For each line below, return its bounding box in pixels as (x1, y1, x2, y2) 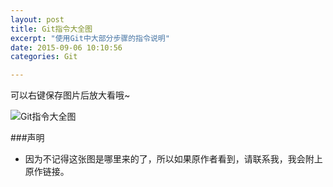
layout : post (10, 14, 65, 25)
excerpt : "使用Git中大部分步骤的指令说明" (10, 33, 170, 43)
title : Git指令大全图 (10, 24, 93, 34)
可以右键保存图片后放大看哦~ (10, 89, 131, 101)
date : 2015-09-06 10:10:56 (10, 42, 123, 53)
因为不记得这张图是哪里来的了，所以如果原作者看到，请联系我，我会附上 (24, 153, 323, 165)
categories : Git (10, 52, 78, 62)
